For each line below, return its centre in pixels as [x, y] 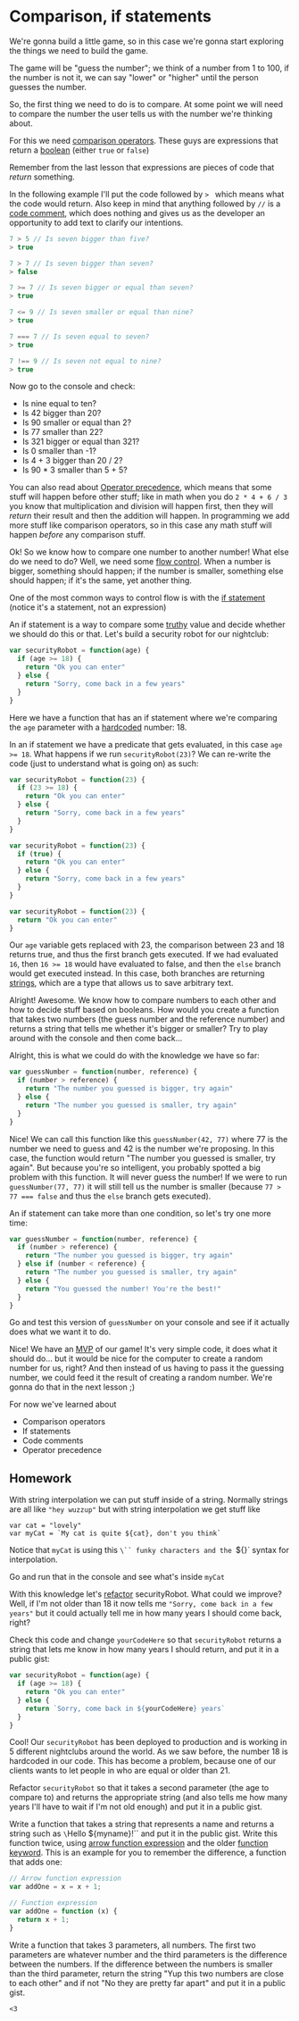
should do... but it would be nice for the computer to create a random [136, 1358]
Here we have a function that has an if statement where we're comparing [144, 717]
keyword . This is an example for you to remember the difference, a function [148, 1853]
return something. [42, 177]
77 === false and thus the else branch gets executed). [110, 1196]
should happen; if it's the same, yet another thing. [100, 580]
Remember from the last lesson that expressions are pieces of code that [142, 167]
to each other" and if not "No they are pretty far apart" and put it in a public [148, 1983]
